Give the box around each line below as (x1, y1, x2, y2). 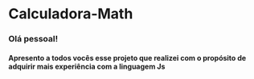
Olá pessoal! (8, 34, 59, 45)
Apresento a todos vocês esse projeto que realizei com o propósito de (8, 53, 247, 62)
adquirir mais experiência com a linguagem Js (8, 61, 166, 71)
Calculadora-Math (8, 5, 133, 23)
